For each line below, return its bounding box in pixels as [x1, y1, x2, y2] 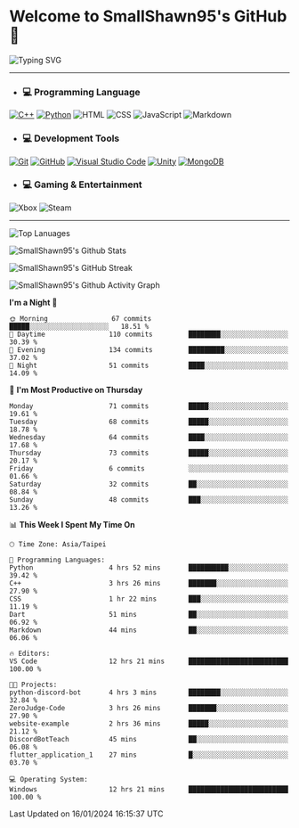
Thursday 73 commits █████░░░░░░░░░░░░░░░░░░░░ [9, 448, 289, 457]
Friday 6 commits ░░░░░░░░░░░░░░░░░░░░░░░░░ [9, 463, 289, 473]
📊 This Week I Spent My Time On [9, 519, 135, 529]
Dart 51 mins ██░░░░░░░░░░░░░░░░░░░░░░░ [9, 610, 289, 619]
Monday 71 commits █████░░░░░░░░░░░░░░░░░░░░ [9, 401, 289, 411]
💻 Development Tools [21, 132, 120, 144]
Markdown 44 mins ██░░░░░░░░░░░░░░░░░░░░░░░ [9, 626, 289, 635]
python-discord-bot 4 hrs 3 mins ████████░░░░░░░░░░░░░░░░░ [9, 688, 289, 697]
